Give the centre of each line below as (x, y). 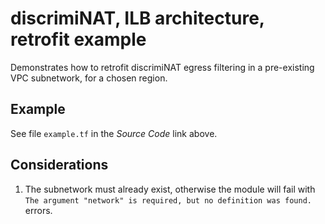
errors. (38, 210)
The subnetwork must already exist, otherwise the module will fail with (170, 189)
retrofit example (78, 39)
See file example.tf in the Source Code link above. (114, 133)
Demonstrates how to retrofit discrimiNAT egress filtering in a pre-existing (162, 67)
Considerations (59, 165)
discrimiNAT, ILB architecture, (137, 18)
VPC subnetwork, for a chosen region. (89, 78)
